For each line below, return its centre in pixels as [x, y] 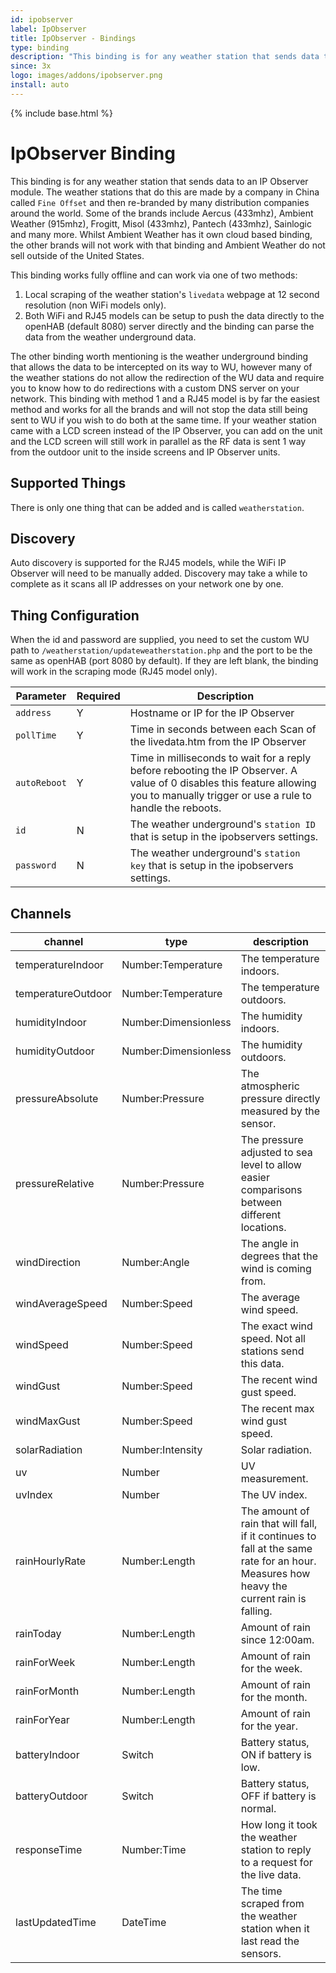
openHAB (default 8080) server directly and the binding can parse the [169, 326]
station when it [275, 1928]
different [261, 1214]
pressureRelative [55, 1183]
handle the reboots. [175, 808]
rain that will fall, [279, 1523]
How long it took [279, 1824]
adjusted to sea [276, 1152]
